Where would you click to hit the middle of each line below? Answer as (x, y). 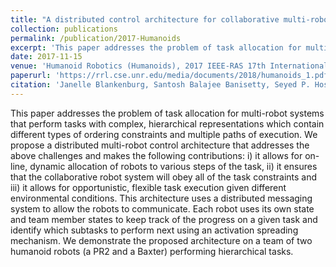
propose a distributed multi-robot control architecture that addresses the (160, 145)
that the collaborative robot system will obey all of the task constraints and (164, 177)
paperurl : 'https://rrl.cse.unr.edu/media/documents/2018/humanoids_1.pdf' (171, 76)
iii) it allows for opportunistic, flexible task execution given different (148, 187)
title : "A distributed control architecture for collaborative (145, 19)
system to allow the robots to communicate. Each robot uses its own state (162, 208)
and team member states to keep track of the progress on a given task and (164, 219)
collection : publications (64, 29)
